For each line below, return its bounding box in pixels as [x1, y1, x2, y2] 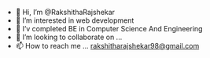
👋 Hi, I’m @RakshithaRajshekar [15, 8, 116, 16]
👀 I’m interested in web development [15, 16, 134, 25]
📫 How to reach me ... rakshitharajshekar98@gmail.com [15, 42, 200, 50]
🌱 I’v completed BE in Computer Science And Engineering [15, 24, 203, 33]
